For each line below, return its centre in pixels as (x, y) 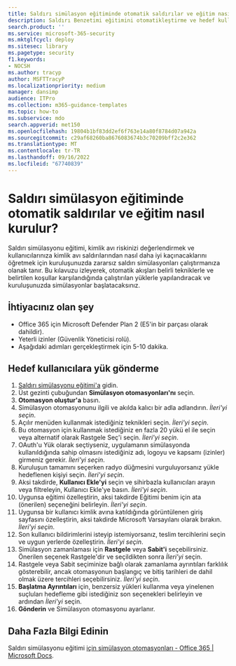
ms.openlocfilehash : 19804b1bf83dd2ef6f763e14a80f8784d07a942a (102, 131)
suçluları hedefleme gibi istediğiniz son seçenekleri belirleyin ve (110, 594)
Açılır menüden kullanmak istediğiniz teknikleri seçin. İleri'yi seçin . (113, 422)
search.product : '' (36, 27)
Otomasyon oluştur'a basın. (59, 400)
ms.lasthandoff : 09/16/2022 (49, 158)
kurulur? (33, 228)
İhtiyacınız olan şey (51, 307)
